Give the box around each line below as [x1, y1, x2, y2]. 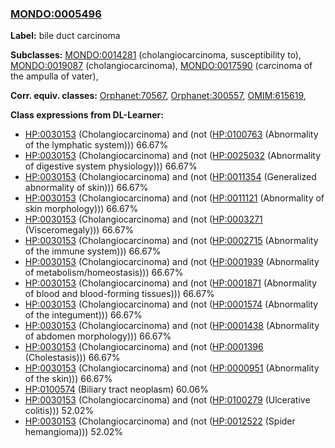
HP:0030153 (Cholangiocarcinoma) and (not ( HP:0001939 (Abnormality [24, 256, 320, 268]
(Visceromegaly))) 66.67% [24, 224, 135, 236]
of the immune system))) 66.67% [24, 245, 162, 257]
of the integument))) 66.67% [24, 309, 143, 321]
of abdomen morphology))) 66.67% [24, 330, 172, 342]
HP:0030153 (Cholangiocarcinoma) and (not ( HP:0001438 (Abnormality [24, 320, 320, 332]
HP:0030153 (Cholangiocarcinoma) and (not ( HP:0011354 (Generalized [24, 171, 317, 183]
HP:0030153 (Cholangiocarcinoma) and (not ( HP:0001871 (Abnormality [24, 277, 318, 289]
